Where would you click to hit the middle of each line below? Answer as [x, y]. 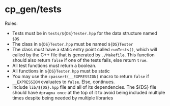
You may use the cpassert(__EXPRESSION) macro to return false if [81, 76]
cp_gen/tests [33, 9]
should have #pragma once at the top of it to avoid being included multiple [89, 92]
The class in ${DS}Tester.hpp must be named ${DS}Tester [73, 44]
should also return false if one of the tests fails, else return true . [80, 60]
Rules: [11, 23]
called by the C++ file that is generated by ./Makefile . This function [83, 55]
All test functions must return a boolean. [54, 65]
